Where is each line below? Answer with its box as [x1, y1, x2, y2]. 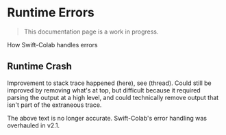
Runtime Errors [7, 5, 95, 21]
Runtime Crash [7, 60, 72, 73]
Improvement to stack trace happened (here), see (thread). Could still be [7, 79, 212, 87]
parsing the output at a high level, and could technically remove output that [7, 93, 219, 101]
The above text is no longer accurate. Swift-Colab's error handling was [7, 114, 208, 122]
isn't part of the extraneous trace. [7, 101, 102, 109]
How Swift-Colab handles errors [7, 40, 98, 49]
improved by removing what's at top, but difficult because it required [7, 86, 201, 94]
